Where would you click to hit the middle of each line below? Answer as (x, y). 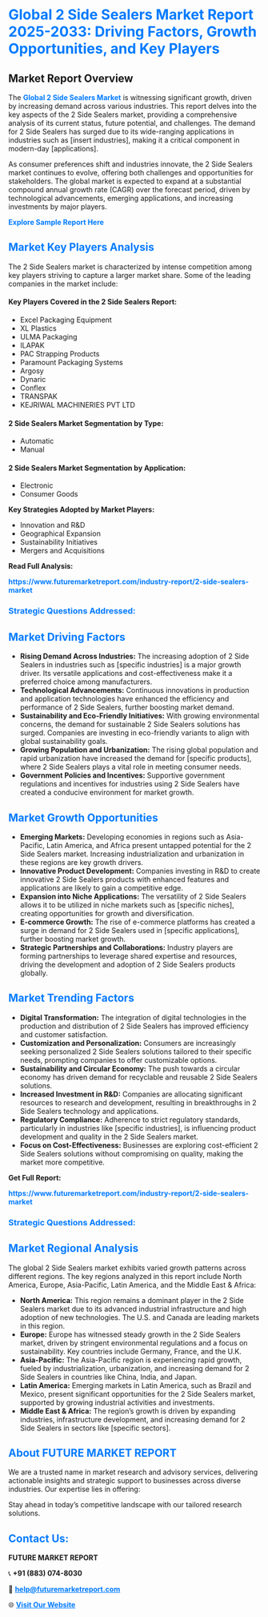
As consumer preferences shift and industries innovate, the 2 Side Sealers (131, 164)
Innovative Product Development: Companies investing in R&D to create (140, 871)
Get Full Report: (35, 1177)
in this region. (42, 1325)
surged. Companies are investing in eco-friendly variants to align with (134, 733)
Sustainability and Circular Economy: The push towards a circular (130, 1068)
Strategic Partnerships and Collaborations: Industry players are (126, 947)
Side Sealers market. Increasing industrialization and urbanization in (132, 854)
